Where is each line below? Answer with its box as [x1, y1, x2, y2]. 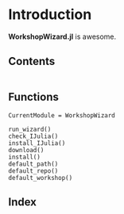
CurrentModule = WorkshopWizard [8, 111, 115, 120]
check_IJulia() [8, 132, 59, 140]
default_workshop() [8, 174, 73, 182]
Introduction [8, 6, 92, 24]
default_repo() [8, 166, 59, 175]
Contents [8, 55, 56, 68]
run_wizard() [8, 125, 52, 133]
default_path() [8, 160, 59, 168]
